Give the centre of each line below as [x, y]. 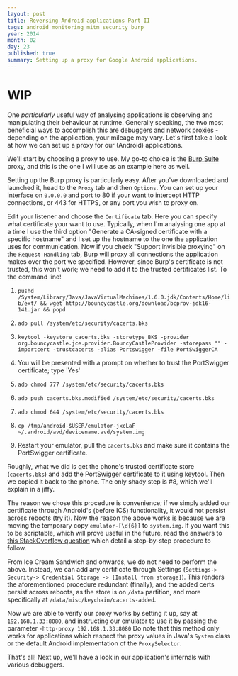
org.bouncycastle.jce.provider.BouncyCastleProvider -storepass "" [119, 343]
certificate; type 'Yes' [49, 370]
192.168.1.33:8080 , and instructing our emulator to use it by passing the [112, 621]
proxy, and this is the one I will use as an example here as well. [99, 166]
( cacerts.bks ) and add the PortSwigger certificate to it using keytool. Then [116, 474]
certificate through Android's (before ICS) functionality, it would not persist [117, 510]
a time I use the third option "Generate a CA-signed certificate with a [107, 231]
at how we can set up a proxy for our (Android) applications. [95, 145]
